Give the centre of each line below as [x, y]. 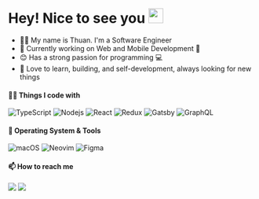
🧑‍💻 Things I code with [44, 95]
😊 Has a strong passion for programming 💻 [91, 57]
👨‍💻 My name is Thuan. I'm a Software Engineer [96, 40]
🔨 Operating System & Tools [55, 131]
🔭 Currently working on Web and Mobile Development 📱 [110, 48]
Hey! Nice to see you [77, 18]
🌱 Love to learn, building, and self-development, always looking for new [135, 68]
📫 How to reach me [41, 166]
